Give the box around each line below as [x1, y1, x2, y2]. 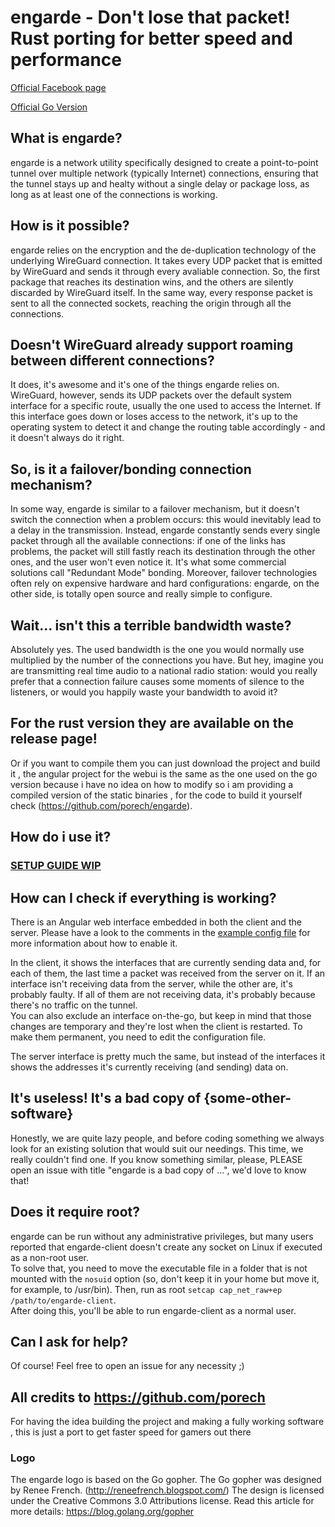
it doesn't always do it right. [10, 432, 125, 444]
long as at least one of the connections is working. [10, 188, 218, 200]
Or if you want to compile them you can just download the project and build [10, 757, 321, 769]
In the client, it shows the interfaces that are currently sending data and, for [10, 956, 322, 968]
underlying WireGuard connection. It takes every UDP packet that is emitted [10, 254, 323, 266]
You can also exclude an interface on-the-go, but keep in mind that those [10, 1009, 312, 1021]
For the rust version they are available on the [10, 715, 295, 732]
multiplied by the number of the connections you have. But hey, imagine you [10, 654, 324, 666]
